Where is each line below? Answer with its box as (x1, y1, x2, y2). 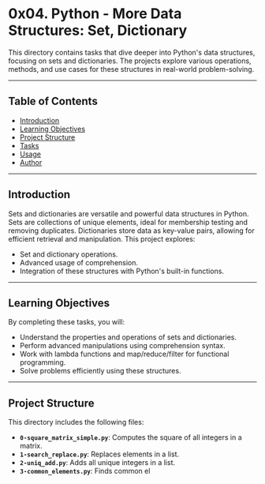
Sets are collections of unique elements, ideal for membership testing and (8, 217, 248, 227)
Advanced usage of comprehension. (19, 257, 139, 267)
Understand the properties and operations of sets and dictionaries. (19, 332, 237, 342)
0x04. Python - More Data (8, 5, 182, 23)
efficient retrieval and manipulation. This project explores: (8, 234, 196, 243)
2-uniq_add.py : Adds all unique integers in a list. (19, 458, 176, 467)
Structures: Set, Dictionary (8, 21, 188, 39)
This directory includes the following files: (8, 418, 144, 427)
